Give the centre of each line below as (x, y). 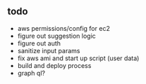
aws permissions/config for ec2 (64, 28)
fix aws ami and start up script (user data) (78, 58)
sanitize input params (49, 50)
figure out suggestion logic (57, 36)
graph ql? (31, 73)
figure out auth (39, 43)
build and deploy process (54, 65)
